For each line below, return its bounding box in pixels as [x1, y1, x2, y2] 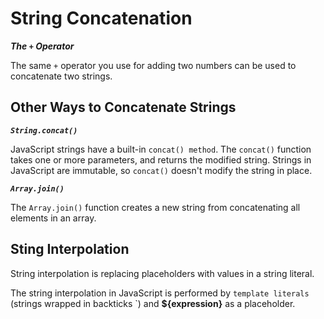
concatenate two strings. [10, 70, 113, 82]
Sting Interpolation [10, 241, 130, 258]
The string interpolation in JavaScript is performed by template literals [10, 287, 310, 299]
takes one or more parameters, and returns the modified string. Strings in [10, 153, 312, 166]
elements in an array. [10, 212, 97, 224]
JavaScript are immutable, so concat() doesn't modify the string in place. [10, 164, 313, 176]
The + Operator [10, 40, 75, 52]
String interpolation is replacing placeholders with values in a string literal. [10, 267, 315, 279]
